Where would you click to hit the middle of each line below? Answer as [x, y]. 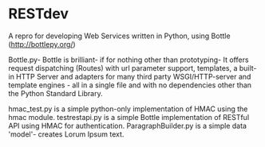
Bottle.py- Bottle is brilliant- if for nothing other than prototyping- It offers [129, 60]
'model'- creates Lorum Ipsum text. [66, 134]
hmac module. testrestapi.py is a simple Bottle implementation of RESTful [129, 117]
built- [248, 68]
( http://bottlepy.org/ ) [42, 44]
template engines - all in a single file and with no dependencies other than [130, 85]
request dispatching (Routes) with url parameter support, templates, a [123, 68]
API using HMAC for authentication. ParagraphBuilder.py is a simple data [128, 126]
